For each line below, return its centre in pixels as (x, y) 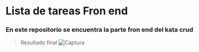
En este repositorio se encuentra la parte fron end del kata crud (99, 30)
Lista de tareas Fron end (67, 11)
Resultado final (39, 42)
